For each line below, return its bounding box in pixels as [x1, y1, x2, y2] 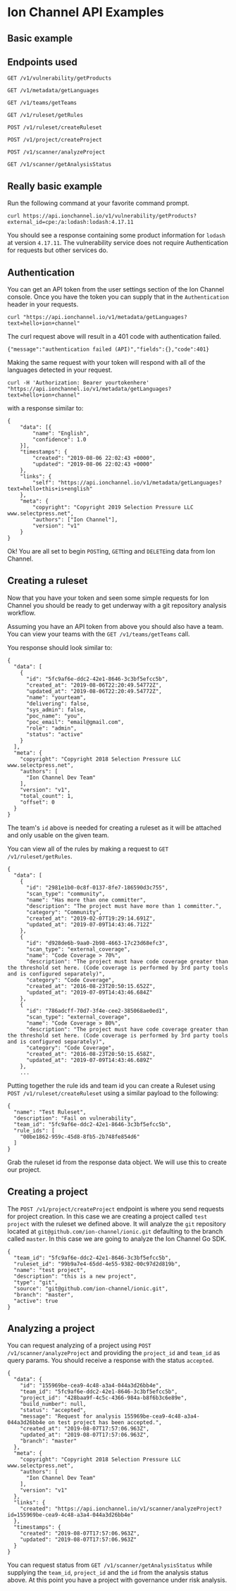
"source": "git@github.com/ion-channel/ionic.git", [13, 1285, 169, 1292]
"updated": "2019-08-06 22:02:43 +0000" [32, 461, 153, 468]
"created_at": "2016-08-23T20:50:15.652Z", [25, 982, 156, 990]
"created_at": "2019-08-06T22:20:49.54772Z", [25, 681, 162, 689]
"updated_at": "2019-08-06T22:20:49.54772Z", [25, 687, 162, 694]
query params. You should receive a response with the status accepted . [7, 1356, 214, 1365]
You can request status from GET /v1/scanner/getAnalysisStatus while [7, 1561, 213, 1569]
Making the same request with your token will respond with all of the [7, 358, 206, 367]
